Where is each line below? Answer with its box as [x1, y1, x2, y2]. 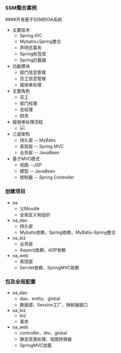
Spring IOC [19, 33, 42, 39]
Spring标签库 [19, 51, 46, 57]
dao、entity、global [19, 296, 60, 302]
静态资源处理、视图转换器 [19, 336, 72, 342]
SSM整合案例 [5, 4, 37, 11]
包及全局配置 [5, 278, 36, 285]
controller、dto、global [19, 330, 68, 336]
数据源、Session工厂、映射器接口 [19, 302, 88, 307]
